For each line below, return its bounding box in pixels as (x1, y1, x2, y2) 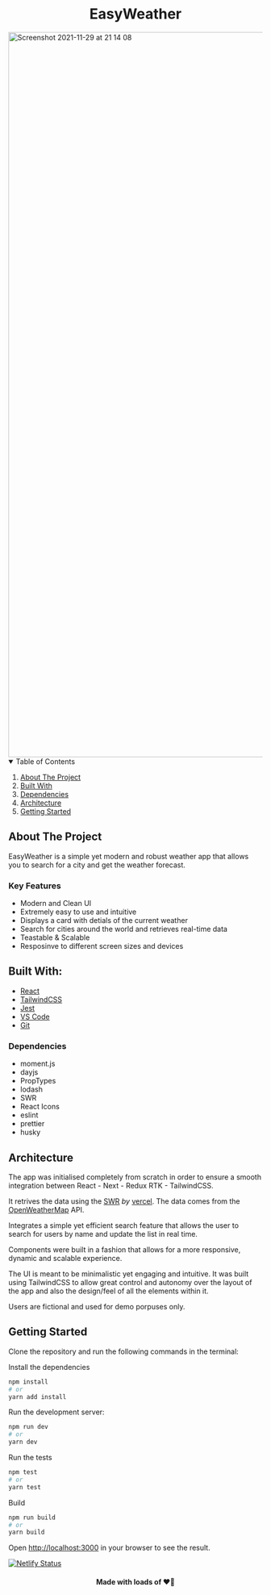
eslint (19, 1110, 39, 1120)
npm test (8, 1468, 38, 1476)
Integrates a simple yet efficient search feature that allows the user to (8, 1220, 240, 1230)
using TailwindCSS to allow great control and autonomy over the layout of (8, 1277, 252, 1287)
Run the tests (8, 1453, 52, 1463)
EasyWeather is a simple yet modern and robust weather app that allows (8, 851, 249, 861)
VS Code (19, 1012, 50, 1021)
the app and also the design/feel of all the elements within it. (8, 1286, 209, 1296)
